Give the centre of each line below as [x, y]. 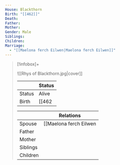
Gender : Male [18, 32]
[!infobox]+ [28, 64]
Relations [70, 115]
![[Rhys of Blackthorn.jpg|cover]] [50, 73]
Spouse [28, 123]
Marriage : [15, 46]
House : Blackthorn [23, 9]
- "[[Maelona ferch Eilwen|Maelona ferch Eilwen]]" [63, 50]
